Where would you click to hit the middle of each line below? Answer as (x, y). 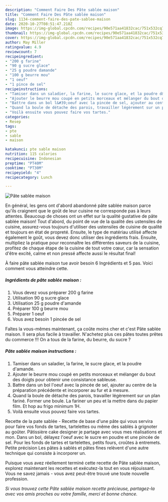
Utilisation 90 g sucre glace (40, 298)
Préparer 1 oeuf (28, 314)
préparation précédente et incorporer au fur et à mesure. (71, 390)
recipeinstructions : (27, 89)
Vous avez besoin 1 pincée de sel (46, 319)
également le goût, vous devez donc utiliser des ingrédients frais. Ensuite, (81, 237)
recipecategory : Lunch (29, 177)
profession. (17, 479)
